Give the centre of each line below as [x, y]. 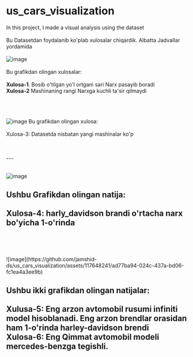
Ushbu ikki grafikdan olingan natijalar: [78, 291]
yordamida [19, 46]
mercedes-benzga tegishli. [57, 347]
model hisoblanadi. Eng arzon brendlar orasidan [96, 319]
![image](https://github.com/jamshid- [51, 259]
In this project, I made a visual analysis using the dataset [75, 27]
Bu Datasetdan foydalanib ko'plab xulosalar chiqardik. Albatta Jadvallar [93, 40]
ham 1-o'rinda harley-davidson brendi [78, 328]
